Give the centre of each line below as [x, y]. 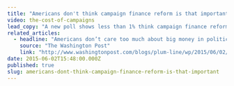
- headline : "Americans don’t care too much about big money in [109, 40]
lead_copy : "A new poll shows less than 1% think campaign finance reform [118, 26]
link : [28, 53]
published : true [31, 65]
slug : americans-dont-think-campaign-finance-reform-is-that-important [113, 71]
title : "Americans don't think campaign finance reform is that [102, 14]
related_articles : [34, 33]
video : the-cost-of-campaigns [51, 20]
